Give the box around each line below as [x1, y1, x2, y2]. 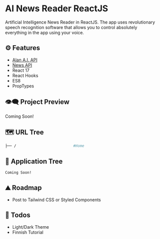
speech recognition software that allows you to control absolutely [5, 24, 137, 30]
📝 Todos [5, 211, 30, 219]
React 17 [12, 67, 29, 73]
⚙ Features [5, 44, 40, 52]
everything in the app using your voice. [5, 29, 84, 35]
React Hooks [12, 72, 38, 79]
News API [12, 62, 32, 68]
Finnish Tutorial [12, 229, 44, 235]
